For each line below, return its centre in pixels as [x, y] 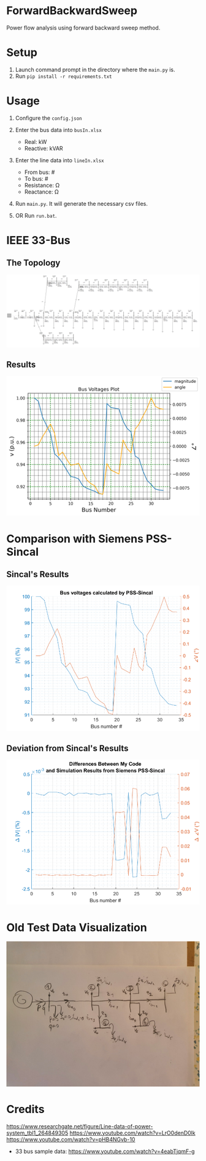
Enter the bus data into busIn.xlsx [59, 130]
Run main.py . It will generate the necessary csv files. [82, 203]
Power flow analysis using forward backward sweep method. [83, 28]
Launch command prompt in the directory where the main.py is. [95, 69]
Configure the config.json [48, 118]
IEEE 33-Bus [38, 240]
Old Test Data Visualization [77, 928]
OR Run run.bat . [36, 215]
